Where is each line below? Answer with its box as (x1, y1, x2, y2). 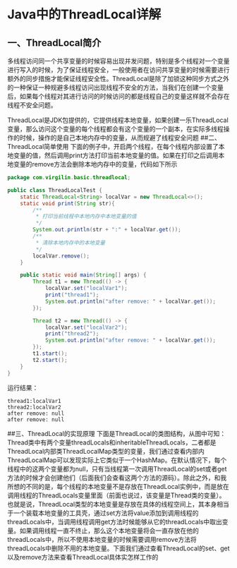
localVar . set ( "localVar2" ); (44, 324, 128, 331)
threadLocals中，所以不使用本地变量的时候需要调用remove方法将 (7, 535, 197, 543)
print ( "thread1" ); (44, 291, 99, 298)
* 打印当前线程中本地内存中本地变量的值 (35, 213, 137, 220)
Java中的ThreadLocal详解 (7, 6, 162, 23)
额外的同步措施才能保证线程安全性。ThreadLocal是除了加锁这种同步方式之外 (7, 75, 229, 83)
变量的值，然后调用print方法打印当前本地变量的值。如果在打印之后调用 (13, 151, 219, 159)
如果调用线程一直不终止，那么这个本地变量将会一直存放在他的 (19, 526, 199, 535)
